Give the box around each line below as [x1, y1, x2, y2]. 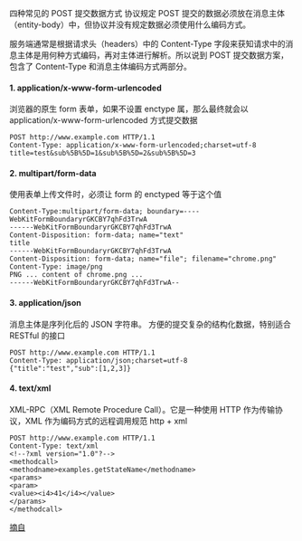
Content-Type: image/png [9, 262, 103, 271]
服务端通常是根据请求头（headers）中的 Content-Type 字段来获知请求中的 [9, 39, 286, 49]
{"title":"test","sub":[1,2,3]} [9, 364, 131, 373]
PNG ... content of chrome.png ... [9, 270, 144, 280]
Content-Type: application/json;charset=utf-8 [9, 356, 188, 365]
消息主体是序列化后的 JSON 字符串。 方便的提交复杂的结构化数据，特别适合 [9, 318, 292, 329]
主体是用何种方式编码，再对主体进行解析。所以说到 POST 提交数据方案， [16, 50, 289, 61]
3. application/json [9, 298, 81, 308]
